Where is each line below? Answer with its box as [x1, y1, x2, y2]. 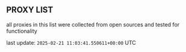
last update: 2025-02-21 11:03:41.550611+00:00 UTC [6, 39, 136, 46]
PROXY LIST [6, 5, 53, 15]
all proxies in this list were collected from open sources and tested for [6, 21, 180, 28]
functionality [6, 27, 37, 34]
